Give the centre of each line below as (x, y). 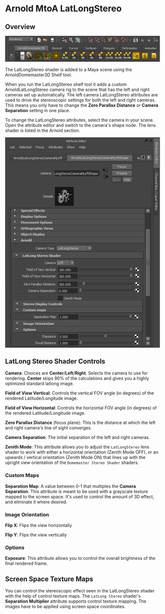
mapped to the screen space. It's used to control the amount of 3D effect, (80, 496)
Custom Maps (22, 475)
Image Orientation (27, 515)
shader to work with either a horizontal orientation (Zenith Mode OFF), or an (82, 452)
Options (15, 548)
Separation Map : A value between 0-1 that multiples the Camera (70, 486)
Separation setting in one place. (38, 111)
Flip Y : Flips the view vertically (36, 535)
